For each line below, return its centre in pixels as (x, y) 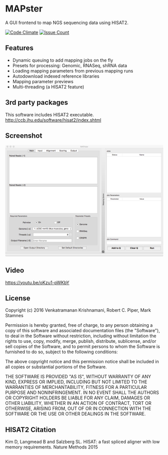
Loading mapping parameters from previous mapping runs (73, 71)
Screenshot (24, 136)
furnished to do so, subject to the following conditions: (61, 352)
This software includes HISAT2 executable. (50, 115)
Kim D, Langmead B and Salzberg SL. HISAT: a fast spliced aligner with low (82, 442)
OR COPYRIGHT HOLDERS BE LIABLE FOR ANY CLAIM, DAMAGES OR (78, 398)
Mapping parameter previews (43, 81)
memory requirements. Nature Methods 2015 (52, 447)
